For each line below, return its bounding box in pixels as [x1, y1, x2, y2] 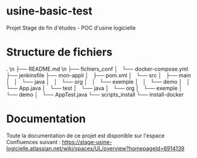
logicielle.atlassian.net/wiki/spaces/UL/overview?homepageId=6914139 [6, 145, 185, 152]
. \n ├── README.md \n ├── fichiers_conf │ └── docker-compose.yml [6, 65, 189, 72]
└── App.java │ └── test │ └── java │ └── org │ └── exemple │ [6, 84, 182, 92]
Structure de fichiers [6, 45, 113, 59]
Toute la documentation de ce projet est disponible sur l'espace [6, 131, 165, 139]
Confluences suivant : [6, 138, 61, 145]
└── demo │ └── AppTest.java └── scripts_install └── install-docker [6, 90, 184, 98]
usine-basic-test [6, 4, 92, 18]
